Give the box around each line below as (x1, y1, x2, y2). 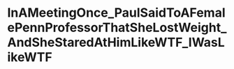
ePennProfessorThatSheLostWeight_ (7, 20, 227, 36)
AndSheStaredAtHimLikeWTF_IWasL (7, 35, 225, 50)
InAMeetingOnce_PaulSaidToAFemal (7, 5, 226, 21)
